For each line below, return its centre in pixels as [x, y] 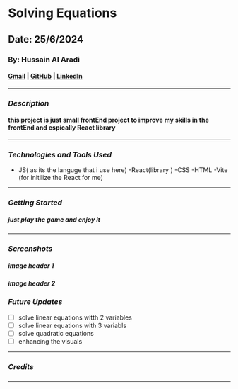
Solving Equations [63, 13]
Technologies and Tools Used [60, 154]
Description [29, 103]
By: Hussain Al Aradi [44, 60]
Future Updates [35, 302]
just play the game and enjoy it [54, 219]
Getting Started [35, 203]
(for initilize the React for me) [60, 178]
